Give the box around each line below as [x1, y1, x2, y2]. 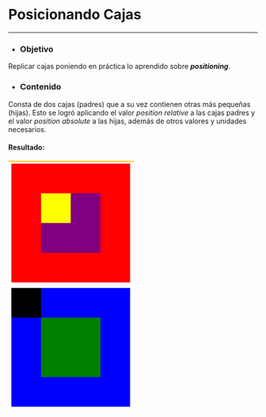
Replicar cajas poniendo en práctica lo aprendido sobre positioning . [8, 62, 231, 71]
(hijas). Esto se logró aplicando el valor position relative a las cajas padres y [8, 108, 256, 117]
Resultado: [8, 142, 45, 152]
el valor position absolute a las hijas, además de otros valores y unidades [8, 116, 247, 126]
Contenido [19, 82, 62, 93]
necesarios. [8, 124, 47, 134]
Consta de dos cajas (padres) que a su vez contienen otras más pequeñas [8, 99, 251, 108]
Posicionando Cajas [8, 6, 142, 24]
